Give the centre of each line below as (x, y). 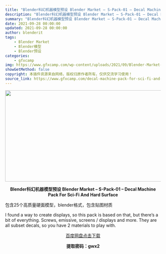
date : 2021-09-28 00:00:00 (33, 24)
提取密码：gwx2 (83, 246)
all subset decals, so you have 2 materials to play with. (61, 225)
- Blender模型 (28, 47)
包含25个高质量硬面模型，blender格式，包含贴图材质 (59, 205)
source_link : (19, 79)
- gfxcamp (24, 60)
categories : (17, 56)
